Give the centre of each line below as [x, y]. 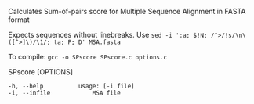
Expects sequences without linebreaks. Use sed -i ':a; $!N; [108, 35]
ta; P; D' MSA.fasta [87, 42]
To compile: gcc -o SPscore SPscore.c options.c [87, 57]
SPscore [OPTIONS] [40, 72]
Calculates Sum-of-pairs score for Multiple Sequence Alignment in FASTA [127, 11]
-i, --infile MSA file [65, 93]
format [19, 20]
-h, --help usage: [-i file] [71, 86]
